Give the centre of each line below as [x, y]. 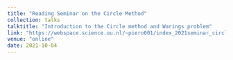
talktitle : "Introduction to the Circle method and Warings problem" [110, 26]
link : [15, 33]
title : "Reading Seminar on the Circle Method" [77, 13]
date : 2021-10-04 [32, 46]
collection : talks [34, 20]
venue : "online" [31, 39]
